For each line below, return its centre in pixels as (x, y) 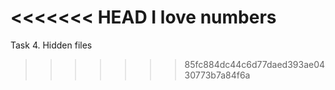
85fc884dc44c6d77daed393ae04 (255, 64)
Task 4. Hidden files (51, 45)
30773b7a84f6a (217, 75)
